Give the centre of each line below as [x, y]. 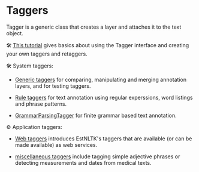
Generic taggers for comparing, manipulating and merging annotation [101, 79]
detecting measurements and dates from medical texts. [83, 162]
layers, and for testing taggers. [53, 86]
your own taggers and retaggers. [47, 54]
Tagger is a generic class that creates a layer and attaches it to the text [94, 27]
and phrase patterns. [41, 104]
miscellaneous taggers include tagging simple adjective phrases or [97, 156]
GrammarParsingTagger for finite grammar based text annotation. [96, 115]
